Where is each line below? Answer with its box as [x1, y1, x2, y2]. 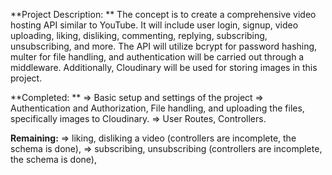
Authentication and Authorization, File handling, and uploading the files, [10, 102, 305, 114]
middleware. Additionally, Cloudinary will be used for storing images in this [10, 62, 318, 73]
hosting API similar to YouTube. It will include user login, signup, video [10, 19, 299, 31]
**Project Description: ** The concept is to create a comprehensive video [10, 9, 317, 20]
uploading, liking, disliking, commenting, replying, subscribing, [10, 30, 268, 41]
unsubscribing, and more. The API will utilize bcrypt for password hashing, [10, 40, 318, 52]
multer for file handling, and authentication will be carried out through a [10, 51, 305, 63]
